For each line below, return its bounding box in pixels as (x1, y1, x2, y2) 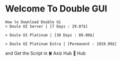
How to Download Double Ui (5, 19, 61, 24)
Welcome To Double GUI (5, 3, 108, 14)
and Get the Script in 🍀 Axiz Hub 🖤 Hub (5, 50, 86, 56)
